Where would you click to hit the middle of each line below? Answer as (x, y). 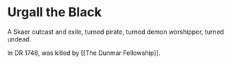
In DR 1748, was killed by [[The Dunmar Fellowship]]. (84, 53)
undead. (19, 39)
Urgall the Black (55, 12)
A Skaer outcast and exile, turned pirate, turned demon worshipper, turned (116, 32)
